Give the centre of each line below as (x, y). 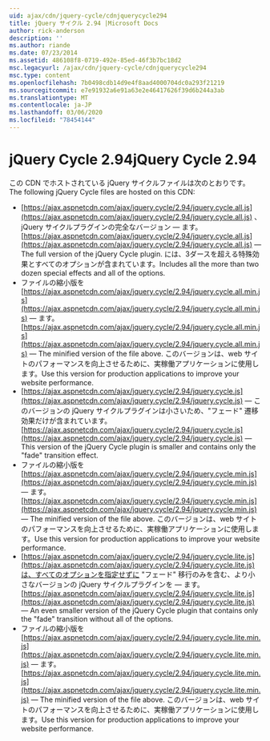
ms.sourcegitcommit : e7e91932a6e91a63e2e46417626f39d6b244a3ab (117, 90)
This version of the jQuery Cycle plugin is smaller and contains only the (138, 446)
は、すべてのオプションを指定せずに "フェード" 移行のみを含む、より (134, 574)
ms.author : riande (40, 46)
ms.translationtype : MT (49, 98)
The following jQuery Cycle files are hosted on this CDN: (102, 191)
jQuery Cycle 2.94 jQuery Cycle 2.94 (133, 160)
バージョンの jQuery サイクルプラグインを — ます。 (120, 584)
